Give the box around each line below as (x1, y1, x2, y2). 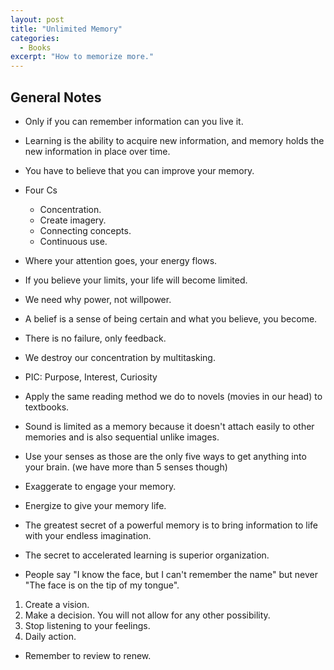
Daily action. (24, 630, 77, 642)
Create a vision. (24, 598, 90, 610)
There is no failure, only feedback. (24, 332, 167, 344)
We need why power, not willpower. (24, 293, 172, 305)
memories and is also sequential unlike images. (24, 431, 220, 443)
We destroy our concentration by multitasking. (24, 351, 216, 363)
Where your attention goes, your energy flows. (24, 254, 218, 266)
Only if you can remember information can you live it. (24, 115, 244, 127)
